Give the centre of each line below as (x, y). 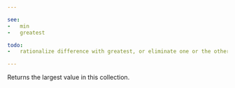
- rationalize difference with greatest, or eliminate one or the (109, 52)
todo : (15, 45)
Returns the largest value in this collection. (69, 78)
